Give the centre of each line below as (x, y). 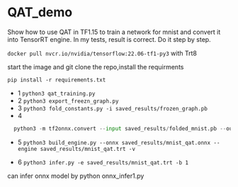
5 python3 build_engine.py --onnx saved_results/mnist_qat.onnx (114, 142)
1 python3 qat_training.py (56, 93)
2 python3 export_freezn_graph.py (68, 101)
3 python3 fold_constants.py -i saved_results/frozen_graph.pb (112, 108)
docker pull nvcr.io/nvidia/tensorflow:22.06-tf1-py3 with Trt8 (102, 53)
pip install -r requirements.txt (57, 80)
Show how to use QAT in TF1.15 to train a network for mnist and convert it (114, 32)
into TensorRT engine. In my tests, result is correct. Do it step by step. (109, 39)
